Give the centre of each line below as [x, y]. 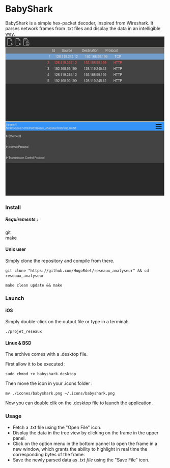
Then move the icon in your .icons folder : [49, 383]
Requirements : [22, 219]
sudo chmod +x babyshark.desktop [41, 374]
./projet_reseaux [24, 332]
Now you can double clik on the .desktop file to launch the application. [79, 403]
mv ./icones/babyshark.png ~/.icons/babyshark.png [60, 394]
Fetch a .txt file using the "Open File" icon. [57, 427]
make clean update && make [34, 285]
